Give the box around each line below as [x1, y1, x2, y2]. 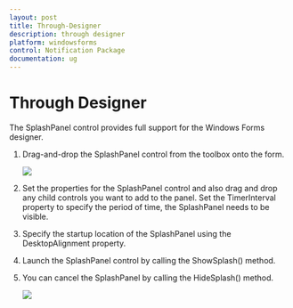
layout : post [9, 12, 58, 22]
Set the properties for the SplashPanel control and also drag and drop [21, 182, 278, 193]
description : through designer [9, 29, 126, 38]
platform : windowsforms [9, 37, 98, 47]
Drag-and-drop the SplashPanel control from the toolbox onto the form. [21, 149, 285, 159]
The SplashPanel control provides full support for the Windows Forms [9, 122, 265, 133]
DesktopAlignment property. [21, 238, 126, 248]
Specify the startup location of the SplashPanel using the [21, 228, 232, 239]
